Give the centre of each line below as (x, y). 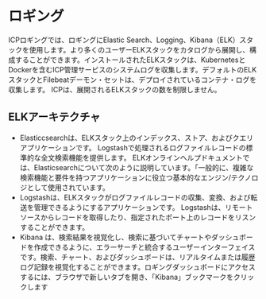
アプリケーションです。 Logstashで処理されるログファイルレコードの (133, 147)
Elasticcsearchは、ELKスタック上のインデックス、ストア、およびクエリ (137, 138)
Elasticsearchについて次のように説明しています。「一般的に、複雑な (144, 167)
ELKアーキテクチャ (54, 117)
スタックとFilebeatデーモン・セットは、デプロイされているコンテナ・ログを (133, 80)
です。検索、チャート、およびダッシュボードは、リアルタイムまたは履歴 (137, 257)
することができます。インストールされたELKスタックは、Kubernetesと (130, 60)
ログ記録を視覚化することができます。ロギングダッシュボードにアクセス (137, 266)
